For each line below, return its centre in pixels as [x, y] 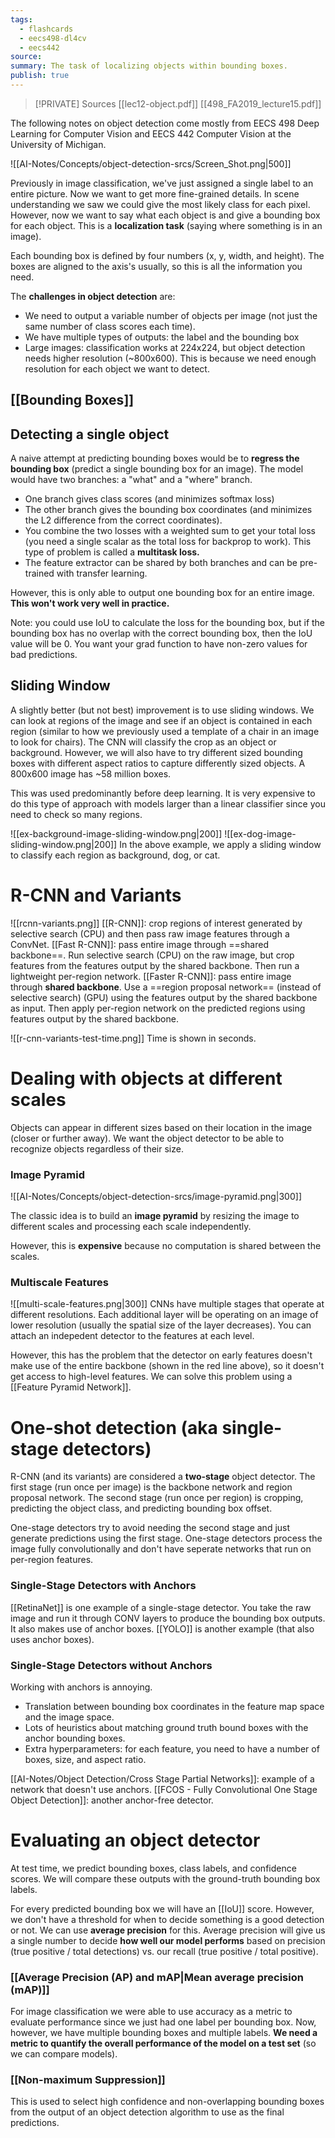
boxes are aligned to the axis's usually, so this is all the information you [156, 266]
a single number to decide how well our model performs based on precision [168, 1940]
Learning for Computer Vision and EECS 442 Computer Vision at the [151, 133]
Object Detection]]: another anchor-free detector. [112, 1800]
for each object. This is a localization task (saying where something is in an [166, 225]
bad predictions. [44, 655]
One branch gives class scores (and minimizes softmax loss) [149, 499]
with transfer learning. [102, 573]
